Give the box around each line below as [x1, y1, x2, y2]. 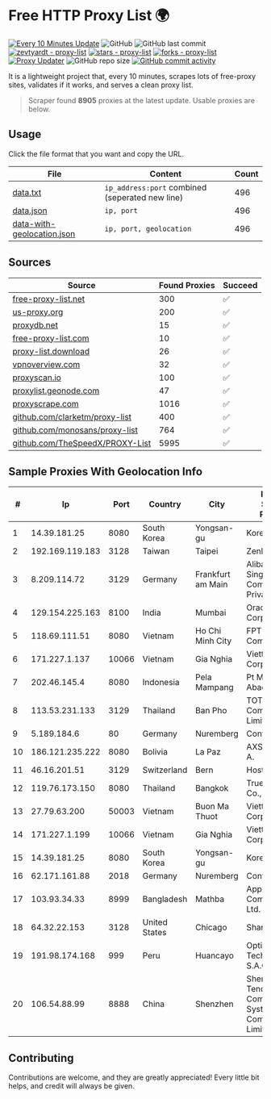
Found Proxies [158, 279, 215, 290]
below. [27, 104, 51, 114]
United [142, 917, 168, 928]
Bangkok [194, 783, 229, 794]
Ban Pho [194, 705, 227, 717]
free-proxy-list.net [12, 293, 85, 304]
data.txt [12, 186, 42, 198]
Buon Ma [194, 800, 230, 812]
